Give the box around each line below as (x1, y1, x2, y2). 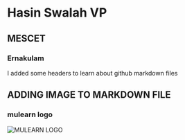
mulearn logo (7, 110, 53, 119)
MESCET (7, 33, 46, 44)
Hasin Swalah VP (7, 5, 107, 21)
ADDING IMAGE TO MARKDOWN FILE (7, 89, 171, 101)
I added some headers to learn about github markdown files (7, 69, 178, 77)
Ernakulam (7, 53, 44, 63)
